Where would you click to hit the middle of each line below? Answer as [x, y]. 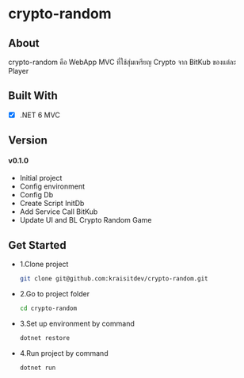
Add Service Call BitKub [59, 212]
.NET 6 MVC [40, 115]
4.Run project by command [64, 353]
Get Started [37, 245]
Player [19, 71]
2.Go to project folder [54, 294]
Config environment [52, 186]
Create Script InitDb [52, 204]
